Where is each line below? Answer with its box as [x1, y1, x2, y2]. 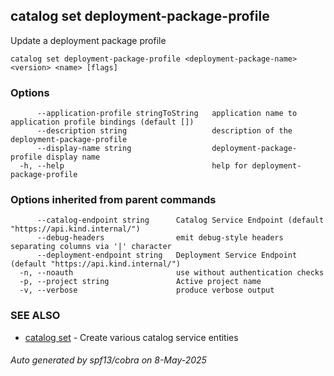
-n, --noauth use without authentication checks [19, 268, 325, 278]
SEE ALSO [10, 309, 61, 323]
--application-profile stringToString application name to [36, 109, 298, 119]
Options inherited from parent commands [10, 193, 217, 207]
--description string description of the [36, 126, 293, 136]
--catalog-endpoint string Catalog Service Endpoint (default [36, 215, 325, 226]
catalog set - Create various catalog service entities [24, 331, 239, 343]
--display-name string [36, 144, 132, 154]
